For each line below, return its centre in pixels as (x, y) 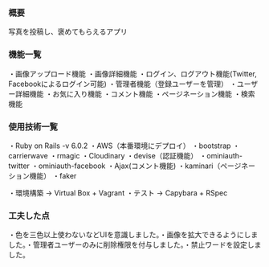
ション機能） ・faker (43, 175)
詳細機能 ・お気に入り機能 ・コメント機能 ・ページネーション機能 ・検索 (135, 93)
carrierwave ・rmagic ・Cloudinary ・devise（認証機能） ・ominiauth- (126, 155)
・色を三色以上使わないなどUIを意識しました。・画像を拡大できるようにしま (133, 235)
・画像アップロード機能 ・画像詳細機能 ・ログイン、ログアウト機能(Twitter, (132, 73)
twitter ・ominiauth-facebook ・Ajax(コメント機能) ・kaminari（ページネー (132, 166)
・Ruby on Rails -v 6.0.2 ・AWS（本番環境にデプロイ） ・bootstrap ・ (124, 146)
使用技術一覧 (33, 126)
